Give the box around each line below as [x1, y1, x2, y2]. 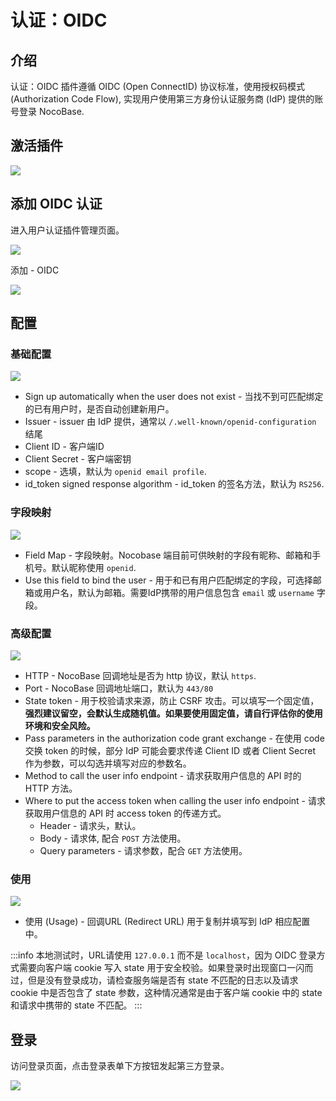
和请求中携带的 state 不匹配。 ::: [10, 999, 143, 1011]
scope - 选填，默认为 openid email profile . [24, 466, 207, 478]
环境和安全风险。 [24, 719, 96, 731]
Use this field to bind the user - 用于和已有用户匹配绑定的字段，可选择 [24, 574, 313, 586]
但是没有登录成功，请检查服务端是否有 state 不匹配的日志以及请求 [27, 974, 299, 986]
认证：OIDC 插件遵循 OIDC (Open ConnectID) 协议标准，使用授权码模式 [10, 81, 305, 92]
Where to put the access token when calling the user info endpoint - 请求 [24, 794, 326, 806]
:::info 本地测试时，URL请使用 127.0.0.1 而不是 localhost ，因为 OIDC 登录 [10, 949, 317, 961]
